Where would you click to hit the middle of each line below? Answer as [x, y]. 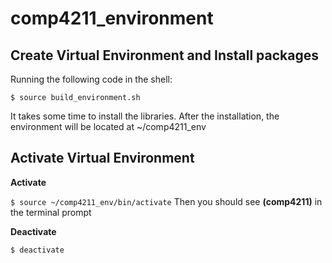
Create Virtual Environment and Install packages [165, 55]
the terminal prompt [51, 212]
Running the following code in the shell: [91, 79]
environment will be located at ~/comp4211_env [108, 126]
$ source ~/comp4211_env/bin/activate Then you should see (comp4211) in [166, 201]
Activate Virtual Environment [102, 158]
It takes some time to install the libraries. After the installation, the [145, 116]
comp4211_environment [112, 18]
